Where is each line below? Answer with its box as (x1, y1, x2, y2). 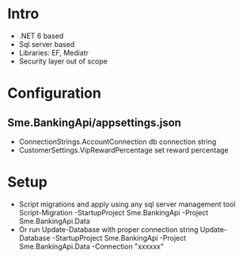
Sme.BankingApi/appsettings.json (7, 116, 181, 129)
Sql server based (18, 39, 75, 48)
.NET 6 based (18, 31, 64, 41)
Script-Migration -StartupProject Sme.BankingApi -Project (18, 207, 209, 217)
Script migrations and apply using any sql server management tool (18, 199, 236, 209)
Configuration (7, 84, 102, 102)
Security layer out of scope (18, 56, 108, 66)
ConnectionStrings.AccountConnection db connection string (18, 137, 217, 146)
